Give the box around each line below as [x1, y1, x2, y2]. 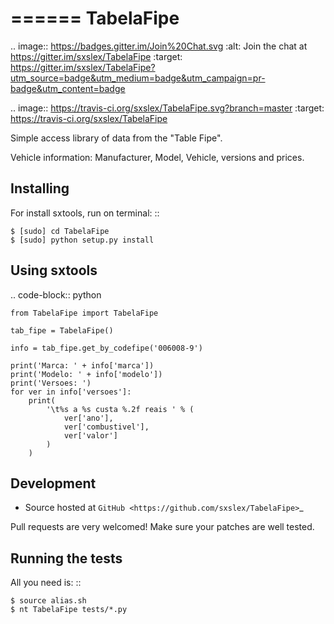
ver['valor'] [63, 430, 118, 441]
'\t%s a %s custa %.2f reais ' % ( [46, 404, 195, 414]
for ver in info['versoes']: [10, 387, 132, 397]
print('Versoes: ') [10, 378, 92, 388]
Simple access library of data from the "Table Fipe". [10, 132, 223, 144]
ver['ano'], [63, 413, 114, 423]
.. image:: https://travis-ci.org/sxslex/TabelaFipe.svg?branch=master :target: [10, 102, 325, 114]
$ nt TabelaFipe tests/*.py [10, 605, 128, 615]
